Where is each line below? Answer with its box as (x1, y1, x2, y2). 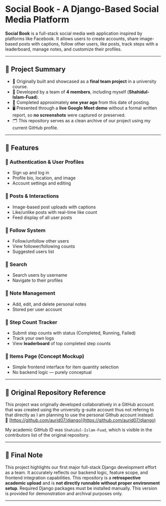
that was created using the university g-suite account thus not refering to (5, 407, 154, 413)
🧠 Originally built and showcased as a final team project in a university (12, 78, 157, 84)
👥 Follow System (5, 227, 46, 234)
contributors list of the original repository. (5, 432, 90, 438)
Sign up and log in (12, 170, 49, 176)
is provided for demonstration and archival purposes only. (5, 490, 123, 496)
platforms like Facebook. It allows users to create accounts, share (5, 36, 139, 42)
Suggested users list (12, 249, 54, 254)
